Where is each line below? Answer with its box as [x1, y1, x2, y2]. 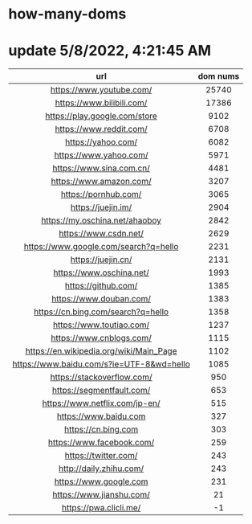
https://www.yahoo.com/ [54, 149, 148, 161]
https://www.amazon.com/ [51, 176, 152, 187]
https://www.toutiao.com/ [52, 319, 150, 330]
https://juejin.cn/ [70, 254, 132, 265]
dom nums [197, 71, 240, 82]
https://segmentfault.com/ [51, 385, 151, 396]
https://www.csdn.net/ [59, 228, 144, 239]
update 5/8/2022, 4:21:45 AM [8, 42, 211, 60]
